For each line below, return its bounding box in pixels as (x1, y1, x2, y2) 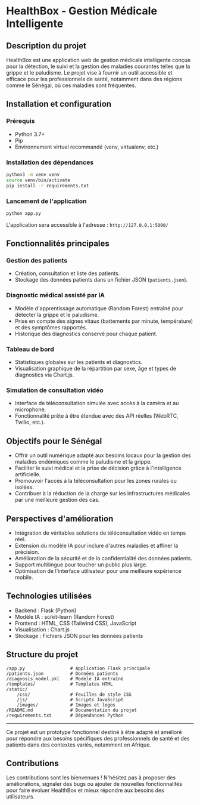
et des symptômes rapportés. (14, 323, 87, 331)
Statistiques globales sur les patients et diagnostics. (14, 359, 143, 366)
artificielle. (14, 471, 41, 478)
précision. (14, 548, 40, 556)
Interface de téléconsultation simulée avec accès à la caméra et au (14, 400, 179, 407)
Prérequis (6, 117, 35, 125)
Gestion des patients (6, 257, 68, 265)
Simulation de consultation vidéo (6, 386, 104, 394)
